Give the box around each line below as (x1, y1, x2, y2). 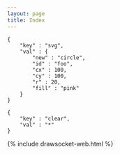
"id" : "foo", (32, 60, 73, 67)
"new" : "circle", (32, 54, 86, 61)
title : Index (7, 17, 45, 24)
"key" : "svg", (20, 42, 64, 49)
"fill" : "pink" (32, 84, 80, 91)
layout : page (7, 10, 45, 17)
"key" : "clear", (20, 115, 70, 122)
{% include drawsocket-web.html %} (7, 139, 114, 148)
